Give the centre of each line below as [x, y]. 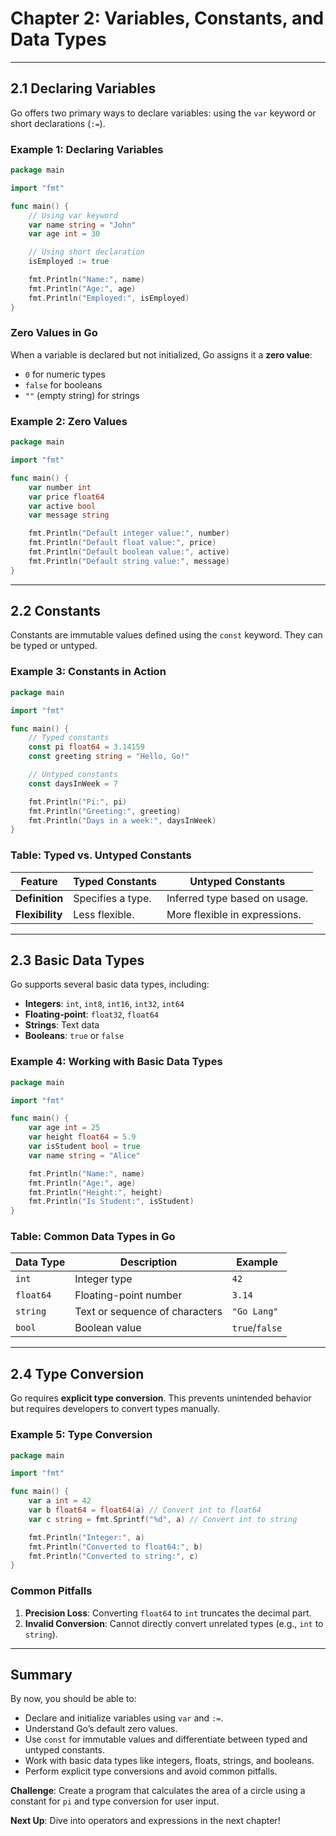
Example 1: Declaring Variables [87, 149]
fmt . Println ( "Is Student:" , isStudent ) [111, 1202]
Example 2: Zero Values [69, 421]
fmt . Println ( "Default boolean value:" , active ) [129, 552]
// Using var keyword [73, 215]
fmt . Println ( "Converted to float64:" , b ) [115, 1547]
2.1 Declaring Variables [83, 88]
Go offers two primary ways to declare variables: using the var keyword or [163, 113]
